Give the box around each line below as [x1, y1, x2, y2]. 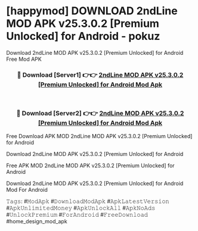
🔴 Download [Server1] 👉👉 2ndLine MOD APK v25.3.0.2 [17, 70, 184, 79]
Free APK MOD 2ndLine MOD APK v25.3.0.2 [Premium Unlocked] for [6, 162, 175, 169]
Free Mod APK [6, 55, 42, 63]
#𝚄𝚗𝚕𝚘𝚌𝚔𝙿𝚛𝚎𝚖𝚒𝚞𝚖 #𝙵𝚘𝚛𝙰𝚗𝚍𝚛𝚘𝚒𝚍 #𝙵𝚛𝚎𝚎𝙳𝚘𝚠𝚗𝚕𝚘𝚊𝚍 [6, 211, 148, 218]
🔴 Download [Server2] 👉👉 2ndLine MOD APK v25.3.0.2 [16, 109, 184, 117]
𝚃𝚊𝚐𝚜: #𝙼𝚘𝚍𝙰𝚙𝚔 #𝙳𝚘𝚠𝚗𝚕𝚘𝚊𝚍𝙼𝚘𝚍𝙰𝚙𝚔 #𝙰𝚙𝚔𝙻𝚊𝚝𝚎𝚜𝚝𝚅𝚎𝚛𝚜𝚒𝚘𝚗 [6, 198, 170, 205]
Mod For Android [6, 186, 48, 193]
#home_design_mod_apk [6, 217, 67, 224]
